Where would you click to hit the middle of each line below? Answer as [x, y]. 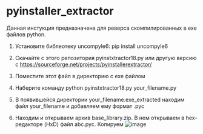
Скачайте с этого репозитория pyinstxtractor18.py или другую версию [106, 58]
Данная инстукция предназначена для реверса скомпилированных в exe [101, 28]
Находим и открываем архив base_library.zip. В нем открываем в [100, 118]
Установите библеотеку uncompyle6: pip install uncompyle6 [92, 46]
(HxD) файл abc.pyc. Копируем [84, 124]
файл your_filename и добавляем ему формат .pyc [80, 106]
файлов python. [26, 34]
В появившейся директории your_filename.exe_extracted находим [100, 99]
